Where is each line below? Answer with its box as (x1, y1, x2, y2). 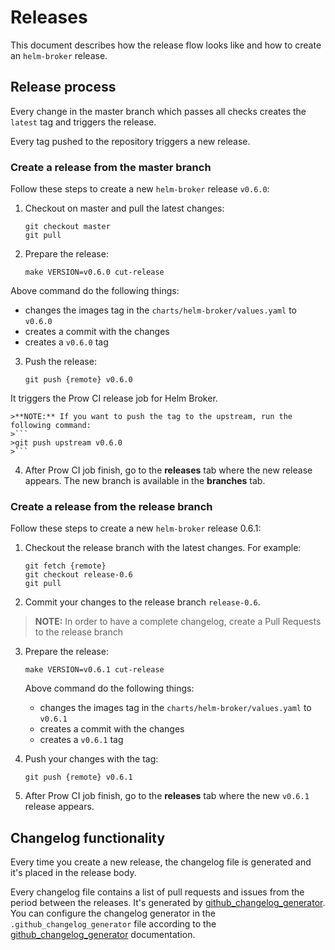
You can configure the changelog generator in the (10, 907, 216, 920)
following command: (10, 421, 92, 431)
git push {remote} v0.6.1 (24, 772, 133, 783)
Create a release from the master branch (10, 160, 212, 174)
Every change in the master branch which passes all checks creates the (10, 105, 307, 117)
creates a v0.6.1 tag (39, 734, 124, 746)
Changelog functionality (10, 829, 166, 846)
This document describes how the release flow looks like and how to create (10, 39, 322, 51)
